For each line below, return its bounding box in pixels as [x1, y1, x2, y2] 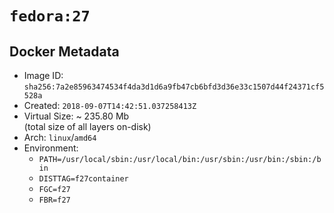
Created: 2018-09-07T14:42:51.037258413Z [23, 100, 197, 111]
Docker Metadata [9, 43, 120, 60]
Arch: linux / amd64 [23, 132, 97, 143]
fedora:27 [9, 7, 91, 26]
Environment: [23, 142, 79, 154]
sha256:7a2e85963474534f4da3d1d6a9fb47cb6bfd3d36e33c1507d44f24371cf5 [23, 82, 325, 92]
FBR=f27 [38, 195, 71, 205]
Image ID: [23, 70, 64, 81]
